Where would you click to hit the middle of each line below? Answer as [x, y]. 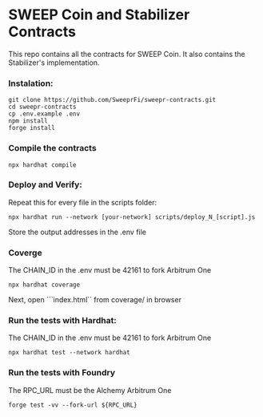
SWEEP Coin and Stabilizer [99, 15]
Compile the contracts [53, 148]
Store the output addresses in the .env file [77, 232]
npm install [28, 121]
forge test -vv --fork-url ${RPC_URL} [73, 405]
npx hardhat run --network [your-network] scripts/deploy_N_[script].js [132, 217]
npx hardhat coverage [44, 285]
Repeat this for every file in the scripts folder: [83, 202]
